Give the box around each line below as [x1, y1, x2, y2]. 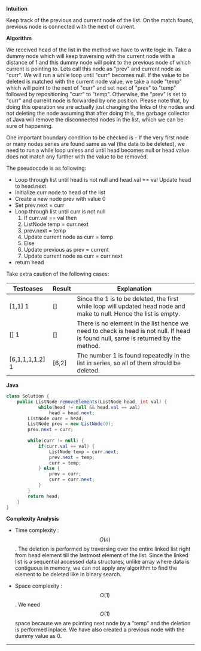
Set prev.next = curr [14, 201, 65, 209]
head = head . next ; [48, 409, 95, 416]
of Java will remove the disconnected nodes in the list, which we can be [6, 116, 184, 123]
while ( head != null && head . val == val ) [38, 404, 141, 410]
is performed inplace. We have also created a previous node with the [14, 626, 185, 633]
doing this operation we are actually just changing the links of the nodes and [6, 103, 194, 110]
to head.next [14, 182, 47, 190]
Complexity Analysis [6, 515, 59, 522]
